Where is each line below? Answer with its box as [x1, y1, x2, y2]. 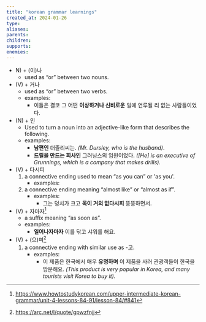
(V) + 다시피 [15, 166, 45, 173]
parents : [6, 32, 29, 38]
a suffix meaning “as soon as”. [24, 214, 101, 221]
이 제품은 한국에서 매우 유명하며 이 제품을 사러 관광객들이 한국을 [42, 258, 195, 266]
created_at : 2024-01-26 [6, 15, 67, 21]
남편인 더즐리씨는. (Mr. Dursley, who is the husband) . [33, 144, 165, 151]
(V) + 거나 [15, 80, 40, 88]
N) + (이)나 [15, 66, 42, 74]
